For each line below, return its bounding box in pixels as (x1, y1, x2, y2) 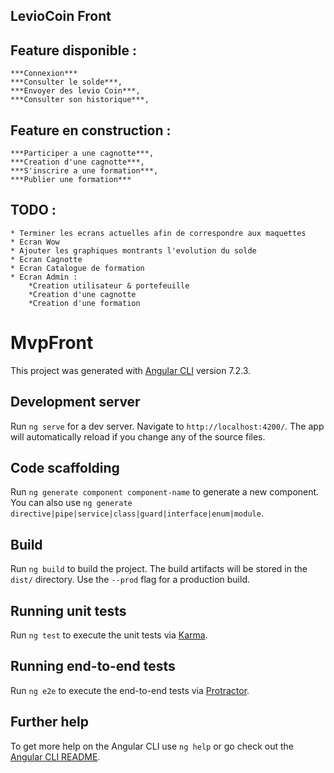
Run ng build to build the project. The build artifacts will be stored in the (10, 563, 308, 575)
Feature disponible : (10, 42, 137, 59)
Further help (10, 714, 90, 731)
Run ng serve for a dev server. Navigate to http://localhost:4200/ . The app (10, 420, 325, 432)
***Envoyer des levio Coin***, (10, 86, 141, 96)
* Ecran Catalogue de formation (10, 263, 145, 273)
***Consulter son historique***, (10, 95, 150, 105)
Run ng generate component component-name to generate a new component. (10, 486, 320, 498)
